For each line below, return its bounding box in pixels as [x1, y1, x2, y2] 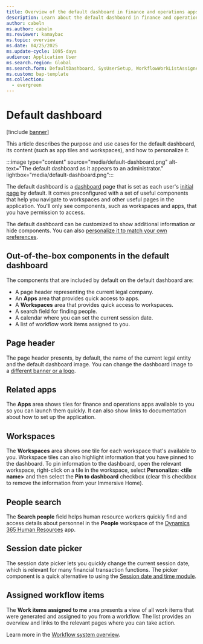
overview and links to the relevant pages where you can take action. [6, 619, 176, 626]
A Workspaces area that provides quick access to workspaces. [14, 301, 174, 308]
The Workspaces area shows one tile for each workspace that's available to [6, 447, 196, 455]
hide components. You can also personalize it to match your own [6, 227, 167, 234]
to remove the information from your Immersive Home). [6, 480, 144, 487]
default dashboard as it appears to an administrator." [32, 164, 164, 172]
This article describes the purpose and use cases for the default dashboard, [6, 140, 196, 147]
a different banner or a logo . [6, 367, 77, 374]
